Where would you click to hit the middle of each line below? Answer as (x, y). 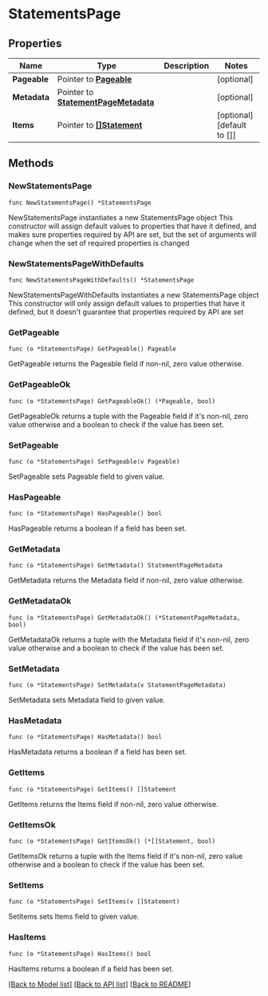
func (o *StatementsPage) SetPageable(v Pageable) (94, 461)
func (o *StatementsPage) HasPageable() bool (85, 514)
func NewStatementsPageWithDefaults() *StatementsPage (101, 280)
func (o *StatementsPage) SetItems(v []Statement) (94, 902)
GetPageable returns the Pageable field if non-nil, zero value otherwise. (126, 364)
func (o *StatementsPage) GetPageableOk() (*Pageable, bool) (112, 401)
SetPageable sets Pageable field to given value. (87, 476)
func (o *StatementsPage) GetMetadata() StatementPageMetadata (116, 566)
